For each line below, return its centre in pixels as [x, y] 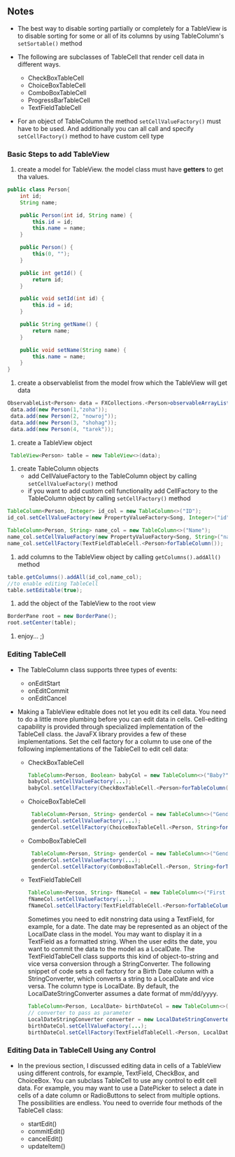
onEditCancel [47, 698]
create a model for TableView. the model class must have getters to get [120, 169]
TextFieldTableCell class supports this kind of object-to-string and [123, 956]
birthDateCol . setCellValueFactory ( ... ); [87, 1026]
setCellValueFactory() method [73, 484]
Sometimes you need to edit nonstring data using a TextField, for [121, 919]
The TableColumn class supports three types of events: [97, 669]
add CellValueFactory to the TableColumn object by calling [112, 476]
